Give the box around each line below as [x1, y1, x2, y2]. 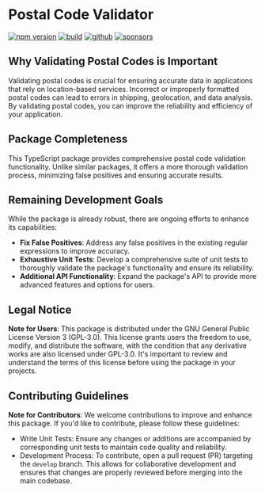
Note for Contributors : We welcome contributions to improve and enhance [8, 410, 252, 419]
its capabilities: [8, 223, 58, 232]
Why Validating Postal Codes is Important [8, 55, 218, 68]
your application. [8, 109, 63, 119]
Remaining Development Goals [8, 193, 164, 207]
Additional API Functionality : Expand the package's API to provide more [19, 272, 257, 281]
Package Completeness [8, 132, 128, 146]
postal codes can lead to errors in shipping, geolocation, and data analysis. [8, 93, 253, 102]
